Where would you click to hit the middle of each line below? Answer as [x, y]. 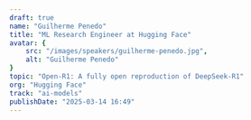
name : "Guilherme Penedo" [58, 26]
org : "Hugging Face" [48, 85]
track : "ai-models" [46, 93]
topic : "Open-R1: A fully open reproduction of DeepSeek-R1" [127, 77]
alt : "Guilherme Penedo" [72, 60]
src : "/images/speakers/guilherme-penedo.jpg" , [116, 51]
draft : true [32, 18]
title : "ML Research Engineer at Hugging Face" [101, 34]
